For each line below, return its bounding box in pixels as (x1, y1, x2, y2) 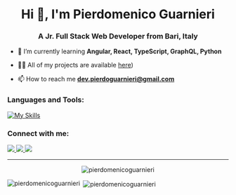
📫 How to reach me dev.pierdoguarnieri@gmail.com (17, 75, 175, 83)
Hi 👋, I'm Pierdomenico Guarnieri (20, 6, 216, 22)
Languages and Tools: (7, 95, 84, 105)
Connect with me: (7, 128, 70, 138)
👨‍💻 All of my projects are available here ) (17, 61, 133, 69)
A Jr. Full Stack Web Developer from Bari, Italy (38, 32, 198, 41)
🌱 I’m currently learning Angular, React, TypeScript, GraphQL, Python (17, 47, 222, 55)
